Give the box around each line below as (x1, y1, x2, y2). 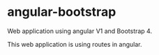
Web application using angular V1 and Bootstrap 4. (7, 27, 152, 35)
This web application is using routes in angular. (7, 40, 142, 48)
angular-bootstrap (7, 4, 116, 20)
